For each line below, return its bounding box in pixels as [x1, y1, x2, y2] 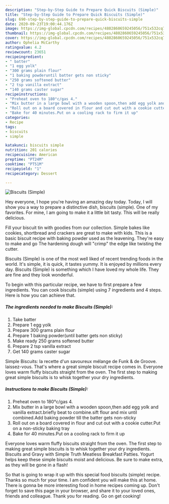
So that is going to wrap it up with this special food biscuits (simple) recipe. [5, 472, 161, 478]
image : [5, 26, 19, 31]
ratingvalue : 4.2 [5, 45, 42, 50]
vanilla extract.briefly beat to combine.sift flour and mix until [12, 409, 137, 415]
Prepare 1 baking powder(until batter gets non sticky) [12, 333, 123, 339]
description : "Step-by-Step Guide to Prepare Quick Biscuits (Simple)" [5, 7, 158, 13]
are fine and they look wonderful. [5, 272, 74, 278]
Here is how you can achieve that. [5, 293, 76, 299]
